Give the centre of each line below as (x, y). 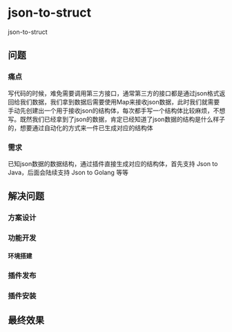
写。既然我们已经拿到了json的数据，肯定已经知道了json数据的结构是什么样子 (116, 119)
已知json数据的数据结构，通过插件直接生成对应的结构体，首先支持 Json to (113, 163)
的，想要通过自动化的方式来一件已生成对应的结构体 (80, 128)
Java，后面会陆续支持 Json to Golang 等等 (68, 172)
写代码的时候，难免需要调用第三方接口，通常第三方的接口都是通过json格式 (114, 93)
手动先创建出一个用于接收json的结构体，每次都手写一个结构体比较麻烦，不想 (117, 110)
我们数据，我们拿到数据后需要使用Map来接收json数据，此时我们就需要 (120, 102)
